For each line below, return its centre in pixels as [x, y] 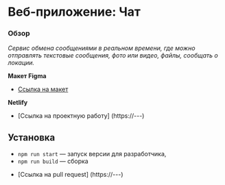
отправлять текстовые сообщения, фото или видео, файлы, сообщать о [113, 56]
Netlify [18, 103]
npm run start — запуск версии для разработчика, [92, 154]
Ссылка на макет [43, 89]
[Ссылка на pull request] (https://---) [70, 175]
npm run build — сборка [53, 161]
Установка [32, 137]
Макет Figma [27, 76]
